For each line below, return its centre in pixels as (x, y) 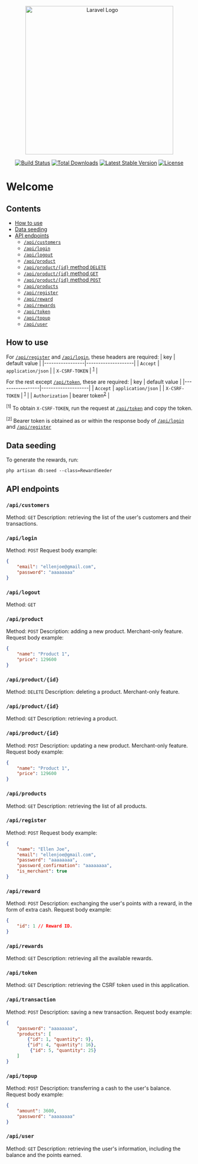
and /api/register (29, 427)
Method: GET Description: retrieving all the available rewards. (80, 959)
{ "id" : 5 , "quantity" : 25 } (63, 1051)
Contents (24, 209)
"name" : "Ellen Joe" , (43, 849)
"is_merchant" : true (42, 871)
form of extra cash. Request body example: (59, 910)
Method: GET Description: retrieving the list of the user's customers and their (99, 517)
